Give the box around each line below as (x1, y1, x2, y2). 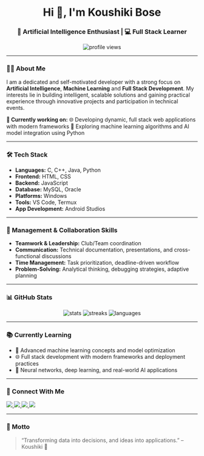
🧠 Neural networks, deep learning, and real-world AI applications (15, 366, 178, 373)
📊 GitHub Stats (6, 293, 53, 302)
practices (15, 359, 39, 367)
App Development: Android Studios (15, 205, 106, 213)
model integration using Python (6, 129, 85, 136)
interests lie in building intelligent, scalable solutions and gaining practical (6, 91, 190, 98)
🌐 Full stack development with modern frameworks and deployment (15, 353, 185, 360)
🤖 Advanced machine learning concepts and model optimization (15, 346, 175, 354)
